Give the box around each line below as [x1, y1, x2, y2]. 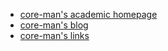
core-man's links [19, 30, 90, 41]
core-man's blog [19, 19, 89, 31]
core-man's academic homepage [19, 9, 158, 20]
